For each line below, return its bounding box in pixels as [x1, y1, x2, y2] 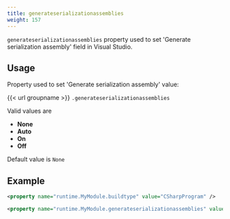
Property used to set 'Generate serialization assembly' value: [7, 80, 179, 89]
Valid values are [7, 107, 52, 115]
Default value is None [7, 155, 65, 164]
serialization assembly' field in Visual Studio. [7, 42, 133, 51]
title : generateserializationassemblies [7, 10, 125, 17]
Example [7, 175, 45, 187]
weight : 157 [7, 16, 41, 23]
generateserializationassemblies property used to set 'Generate [7, 35, 191, 43]
